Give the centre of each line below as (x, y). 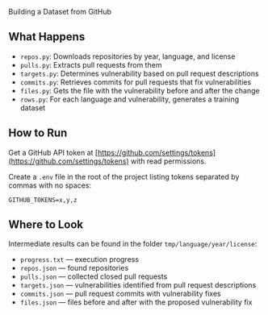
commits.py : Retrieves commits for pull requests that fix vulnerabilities (136, 82)
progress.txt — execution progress (80, 259)
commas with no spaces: (50, 185)
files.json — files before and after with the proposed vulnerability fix (136, 302)
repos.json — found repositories (74, 268)
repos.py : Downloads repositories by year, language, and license (128, 56)
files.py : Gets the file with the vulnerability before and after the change (140, 90)
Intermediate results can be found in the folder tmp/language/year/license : (133, 244)
